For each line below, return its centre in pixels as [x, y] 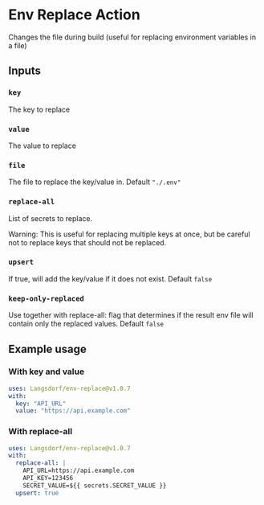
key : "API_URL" [41, 404]
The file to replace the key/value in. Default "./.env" [95, 182]
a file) [18, 45]
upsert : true [37, 493]
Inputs [25, 71]
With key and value [47, 372]
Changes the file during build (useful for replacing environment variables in [132, 37]
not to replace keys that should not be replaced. [87, 242]
